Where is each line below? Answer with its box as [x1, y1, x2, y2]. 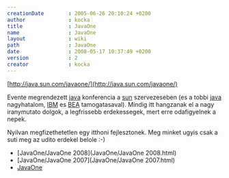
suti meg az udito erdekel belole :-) [7, 135, 106, 144]
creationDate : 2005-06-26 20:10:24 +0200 [7, 10, 152, 17]
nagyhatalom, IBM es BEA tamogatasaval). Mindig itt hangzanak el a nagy [7, 100, 215, 108]
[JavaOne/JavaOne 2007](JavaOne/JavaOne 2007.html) [16, 155, 176, 164]
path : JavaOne [7, 42, 96, 49]
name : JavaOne [7, 29, 96, 36]
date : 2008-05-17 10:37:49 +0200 [7, 49, 152, 55]
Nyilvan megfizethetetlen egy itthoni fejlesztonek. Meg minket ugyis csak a [7, 128, 219, 136]
